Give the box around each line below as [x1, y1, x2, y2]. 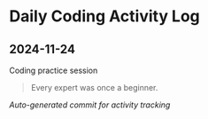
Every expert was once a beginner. [30, 83, 158, 92]
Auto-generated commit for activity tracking [9, 99, 171, 110]
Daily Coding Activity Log [9, 6, 201, 27]
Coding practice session [9, 65, 98, 75]
